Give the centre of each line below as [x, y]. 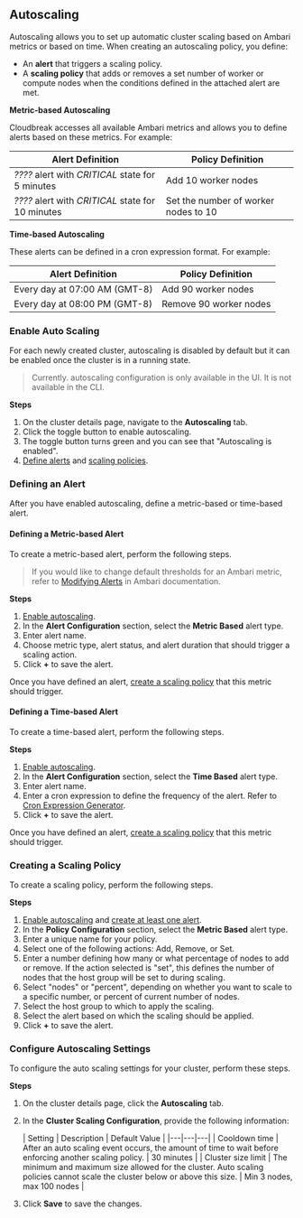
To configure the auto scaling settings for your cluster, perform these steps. [150, 1068]
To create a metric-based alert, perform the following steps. [120, 553]
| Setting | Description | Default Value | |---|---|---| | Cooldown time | [151, 1139]
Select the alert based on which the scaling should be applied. [138, 1016]
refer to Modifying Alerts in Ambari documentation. [126, 581]
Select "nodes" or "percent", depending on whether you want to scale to [157, 987]
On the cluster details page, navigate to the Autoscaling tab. [135, 423]
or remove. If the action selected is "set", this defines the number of [148, 968]
